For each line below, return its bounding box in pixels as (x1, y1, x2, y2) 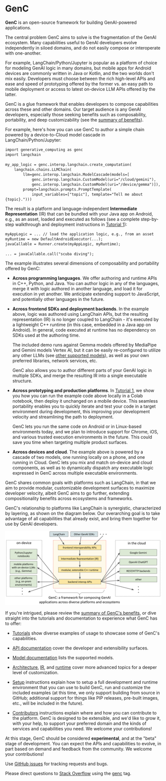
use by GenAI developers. (5, 521, 58, 527)
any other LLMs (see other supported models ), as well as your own (12, 352, 150, 358)
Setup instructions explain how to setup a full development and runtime (12, 679, 158, 685)
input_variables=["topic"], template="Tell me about (31, 192, 143, 197)
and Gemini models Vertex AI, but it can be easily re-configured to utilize (12, 347, 161, 353)
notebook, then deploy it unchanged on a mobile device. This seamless (12, 398, 158, 404)
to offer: (5, 621, 22, 627)
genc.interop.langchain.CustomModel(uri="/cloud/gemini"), (31, 177, 156, 182)
